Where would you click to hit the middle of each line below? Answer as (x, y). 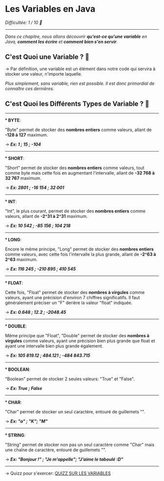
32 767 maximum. (23, 178)
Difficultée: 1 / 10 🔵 (24, 22)
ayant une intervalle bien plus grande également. (54, 346)
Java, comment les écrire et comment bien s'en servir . (61, 41)
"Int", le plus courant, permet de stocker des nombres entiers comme (75, 211)
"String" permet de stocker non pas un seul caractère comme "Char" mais (80, 444)
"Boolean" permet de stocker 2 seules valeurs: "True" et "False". (70, 379)
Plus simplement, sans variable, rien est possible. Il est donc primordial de (80, 83)
